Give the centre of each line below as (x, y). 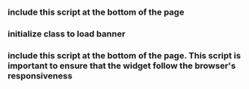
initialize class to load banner (67, 33)
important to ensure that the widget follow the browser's (122, 66)
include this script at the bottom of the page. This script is (124, 55)
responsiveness (40, 75)
